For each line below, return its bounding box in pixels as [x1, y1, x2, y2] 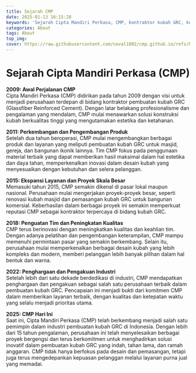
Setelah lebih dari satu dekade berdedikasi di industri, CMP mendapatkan [6, 274, 183, 281]
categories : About [6, 25, 51, 31]
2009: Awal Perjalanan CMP [6, 85, 76, 93]
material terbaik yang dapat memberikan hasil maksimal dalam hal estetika [6, 153, 185, 160]
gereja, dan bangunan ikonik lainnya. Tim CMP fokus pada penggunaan [6, 147, 178, 154]
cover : [6, 42, 22, 47]
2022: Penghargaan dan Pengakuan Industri [6, 268, 116, 275]
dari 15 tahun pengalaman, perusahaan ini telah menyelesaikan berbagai [6, 329, 180, 336]
